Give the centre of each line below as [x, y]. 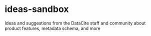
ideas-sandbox [37, 9]
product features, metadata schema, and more [52, 28]
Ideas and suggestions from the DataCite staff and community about [75, 23]
